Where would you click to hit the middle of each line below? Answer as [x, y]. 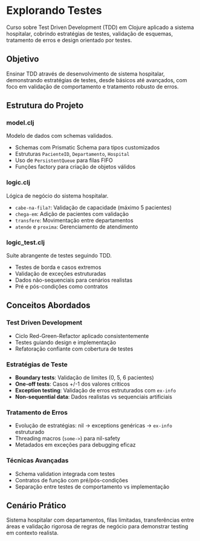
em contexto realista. [32, 533]
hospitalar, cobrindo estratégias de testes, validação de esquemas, [90, 33]
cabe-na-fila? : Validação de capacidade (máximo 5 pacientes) [93, 207]
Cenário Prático [36, 506]
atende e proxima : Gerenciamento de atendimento [76, 227]
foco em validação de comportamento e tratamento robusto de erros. [93, 86]
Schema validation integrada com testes [65, 474]
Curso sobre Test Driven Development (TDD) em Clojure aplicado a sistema [100, 27]
